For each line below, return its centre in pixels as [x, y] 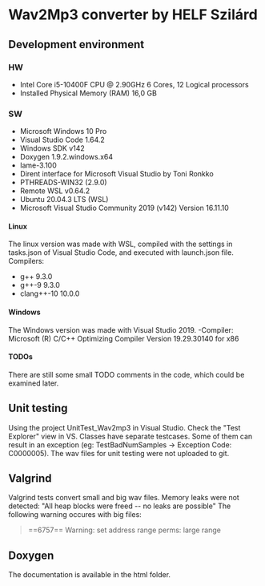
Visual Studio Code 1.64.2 [62, 140]
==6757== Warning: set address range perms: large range [124, 530]
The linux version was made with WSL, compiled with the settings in [120, 244]
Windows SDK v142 [52, 148]
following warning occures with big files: [75, 515]
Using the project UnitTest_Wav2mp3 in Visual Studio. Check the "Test [124, 427]
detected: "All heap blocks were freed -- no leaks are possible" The [120, 506]
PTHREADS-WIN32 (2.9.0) [63, 183]
